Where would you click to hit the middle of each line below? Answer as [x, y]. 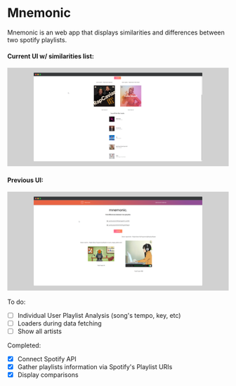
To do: [17, 302]
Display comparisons [48, 375]
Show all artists [39, 331]
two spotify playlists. [37, 39]
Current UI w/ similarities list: [51, 56]
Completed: [24, 345]
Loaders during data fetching [59, 323]
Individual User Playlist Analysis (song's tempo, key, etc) [99, 315]
